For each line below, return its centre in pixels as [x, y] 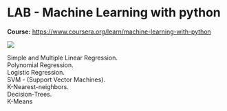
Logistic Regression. [36, 72]
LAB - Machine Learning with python [114, 13]
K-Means [20, 101]
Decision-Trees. [30, 94]
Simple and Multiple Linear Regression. [63, 58]
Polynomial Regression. [40, 65]
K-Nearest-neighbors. [38, 86]
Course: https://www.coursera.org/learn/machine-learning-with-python [109, 32]
